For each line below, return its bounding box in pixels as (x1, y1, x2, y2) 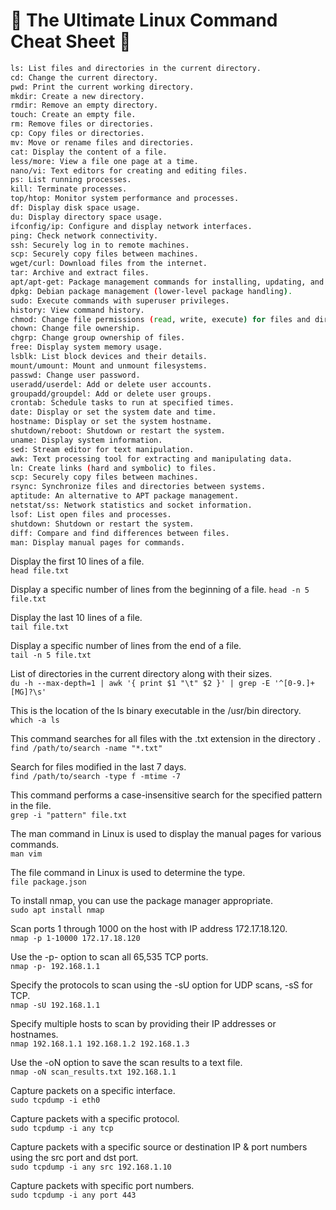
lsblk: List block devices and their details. (10, 352, 208, 362)
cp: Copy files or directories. (10, 129, 145, 139)
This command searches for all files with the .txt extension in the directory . (10, 733, 321, 745)
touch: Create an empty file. (10, 110, 137, 120)
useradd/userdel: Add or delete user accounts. (10, 379, 213, 389)
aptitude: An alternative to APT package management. (10, 491, 240, 501)
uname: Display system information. (10, 435, 163, 445)
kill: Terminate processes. (10, 184, 128, 194)
